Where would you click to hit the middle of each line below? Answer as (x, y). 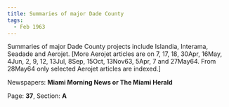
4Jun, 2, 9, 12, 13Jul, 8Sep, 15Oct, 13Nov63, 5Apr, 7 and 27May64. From (112, 62)
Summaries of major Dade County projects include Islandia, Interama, (108, 47)
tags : (15, 20)
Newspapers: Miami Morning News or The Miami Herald (90, 83)
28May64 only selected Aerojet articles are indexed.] (84, 69)
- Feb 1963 (30, 27)
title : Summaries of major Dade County (66, 14)
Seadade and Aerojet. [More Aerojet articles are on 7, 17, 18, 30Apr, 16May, (115, 54)
